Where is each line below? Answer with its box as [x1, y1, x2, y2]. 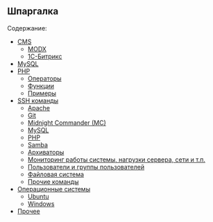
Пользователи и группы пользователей [27, 162, 145, 171]
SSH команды [17, 96, 59, 105]
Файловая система [27, 170, 85, 178]
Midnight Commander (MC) [27, 118, 106, 127]
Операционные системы [17, 185, 91, 193]
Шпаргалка [7, 6, 59, 17]
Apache [27, 103, 51, 112]
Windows [27, 199, 55, 207]
